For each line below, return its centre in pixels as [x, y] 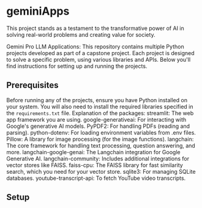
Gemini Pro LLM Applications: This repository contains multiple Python [95, 46]
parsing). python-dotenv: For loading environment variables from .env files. [101, 132]
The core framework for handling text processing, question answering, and [101, 146]
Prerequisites [32, 85]
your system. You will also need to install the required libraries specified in [100, 106]
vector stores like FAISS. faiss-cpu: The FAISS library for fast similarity [95, 165]
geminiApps [38, 11]
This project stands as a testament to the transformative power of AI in [95, 28]
